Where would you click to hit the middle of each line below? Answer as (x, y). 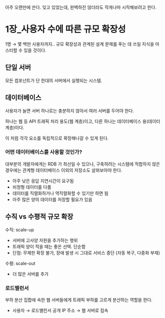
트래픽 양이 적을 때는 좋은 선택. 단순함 (49, 246)
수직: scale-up (19, 230)
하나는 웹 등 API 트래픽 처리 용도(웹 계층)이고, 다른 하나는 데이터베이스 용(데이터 (83, 121)
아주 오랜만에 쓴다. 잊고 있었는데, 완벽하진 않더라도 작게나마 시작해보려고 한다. (81, 7)
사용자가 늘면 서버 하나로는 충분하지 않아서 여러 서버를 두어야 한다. (70, 111)
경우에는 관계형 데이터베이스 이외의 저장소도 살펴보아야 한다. (64, 170)
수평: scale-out (20, 263)
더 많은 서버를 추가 (30, 274)
